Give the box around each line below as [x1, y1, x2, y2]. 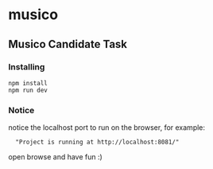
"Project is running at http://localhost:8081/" [15, 138, 180, 147]
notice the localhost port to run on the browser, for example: [8, 123, 205, 132]
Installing [8, 61, 45, 73]
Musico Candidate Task [8, 37, 128, 51]
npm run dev [8, 86, 48, 94]
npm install [8, 79, 48, 87]
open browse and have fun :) [8, 152, 103, 162]
